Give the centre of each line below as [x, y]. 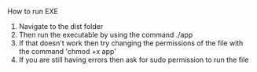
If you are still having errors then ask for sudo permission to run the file [134, 59]
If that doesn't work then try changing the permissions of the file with [131, 43]
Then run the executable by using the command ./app [106, 35]
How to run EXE [33, 11]
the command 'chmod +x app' [68, 51]
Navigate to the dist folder [61, 26]
